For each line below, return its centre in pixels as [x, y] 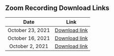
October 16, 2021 [29, 38]
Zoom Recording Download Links [57, 8]
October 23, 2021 [29, 30]
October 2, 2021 [29, 46]
